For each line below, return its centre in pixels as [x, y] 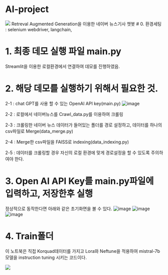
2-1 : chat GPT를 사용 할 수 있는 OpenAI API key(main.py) [63, 103]
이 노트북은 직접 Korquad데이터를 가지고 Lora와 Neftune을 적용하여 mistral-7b [83, 251]
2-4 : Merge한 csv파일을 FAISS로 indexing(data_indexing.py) [67, 142]
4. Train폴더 [30, 236]
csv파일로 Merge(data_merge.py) [39, 131]
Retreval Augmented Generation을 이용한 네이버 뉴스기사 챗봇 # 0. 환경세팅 [87, 24]
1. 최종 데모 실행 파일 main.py [63, 52]
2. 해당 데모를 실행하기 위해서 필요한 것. [82, 89]
